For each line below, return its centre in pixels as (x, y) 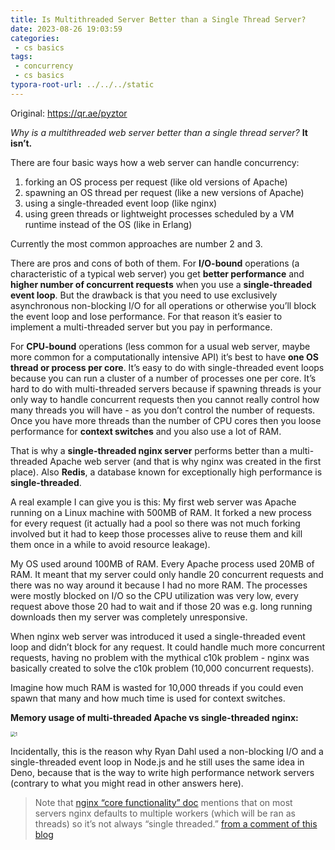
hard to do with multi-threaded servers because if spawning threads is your (166, 388)
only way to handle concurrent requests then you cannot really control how (165, 399)
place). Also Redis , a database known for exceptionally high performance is (166, 472)
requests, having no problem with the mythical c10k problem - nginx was (160, 657)
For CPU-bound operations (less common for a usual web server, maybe (160, 346)
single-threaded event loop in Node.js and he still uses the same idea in (157, 762)
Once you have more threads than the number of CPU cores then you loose (166, 420)
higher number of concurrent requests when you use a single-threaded (161, 284)
